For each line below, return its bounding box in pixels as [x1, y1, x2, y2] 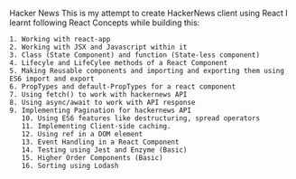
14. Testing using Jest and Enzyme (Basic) [21, 146, 188, 155]
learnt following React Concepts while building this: [9, 17, 200, 28]
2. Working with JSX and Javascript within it [9, 42, 188, 52]
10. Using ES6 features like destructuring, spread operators [21, 114, 260, 123]
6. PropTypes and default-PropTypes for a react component [9, 82, 236, 91]
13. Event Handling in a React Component [21, 137, 180, 146]
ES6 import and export [9, 74, 95, 83]
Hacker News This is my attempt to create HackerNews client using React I [9, 8, 289, 18]
